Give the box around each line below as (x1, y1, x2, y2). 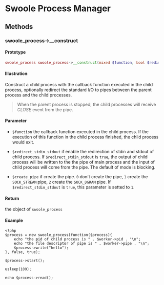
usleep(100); (5, 267, 32, 272)
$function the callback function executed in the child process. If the (12, 128, 149, 135)
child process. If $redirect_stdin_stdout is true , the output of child (12, 154, 148, 160)
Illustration (5, 71, 28, 76)
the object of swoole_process (5, 206, 62, 212)
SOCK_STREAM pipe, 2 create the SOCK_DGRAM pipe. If (12, 179, 111, 185)
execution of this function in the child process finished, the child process (12, 134, 159, 140)
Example (5, 217, 23, 223)
